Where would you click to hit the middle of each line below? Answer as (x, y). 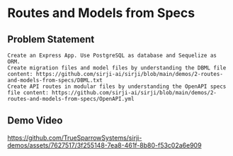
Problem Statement (51, 39)
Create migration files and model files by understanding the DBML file (117, 68)
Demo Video (35, 121)
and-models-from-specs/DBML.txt (55, 80)
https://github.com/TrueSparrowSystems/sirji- (75, 138)
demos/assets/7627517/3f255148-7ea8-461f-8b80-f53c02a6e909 (104, 145)
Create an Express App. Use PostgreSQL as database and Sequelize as (112, 55)
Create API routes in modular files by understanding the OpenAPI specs (117, 87)
